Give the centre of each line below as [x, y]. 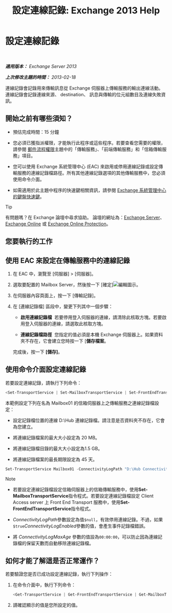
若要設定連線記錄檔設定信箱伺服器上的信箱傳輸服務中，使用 [76, 489]
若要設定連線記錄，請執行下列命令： [44, 383]
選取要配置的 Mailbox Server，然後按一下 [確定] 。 [77, 284]
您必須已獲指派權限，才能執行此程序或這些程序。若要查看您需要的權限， [89, 143]
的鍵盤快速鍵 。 [28, 196]
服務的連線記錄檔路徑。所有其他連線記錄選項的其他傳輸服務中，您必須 [91, 173]
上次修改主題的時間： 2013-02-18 [41, 77]
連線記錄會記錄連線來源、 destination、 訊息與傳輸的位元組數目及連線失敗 [83, 94]
